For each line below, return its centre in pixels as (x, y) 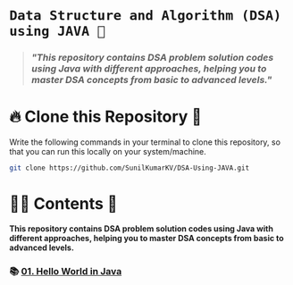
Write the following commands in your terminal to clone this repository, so (145, 142)
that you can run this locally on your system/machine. (108, 152)
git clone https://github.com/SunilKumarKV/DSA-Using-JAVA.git (130, 168)
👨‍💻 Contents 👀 (63, 204)
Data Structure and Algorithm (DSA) (146, 16)
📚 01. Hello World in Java (66, 271)
